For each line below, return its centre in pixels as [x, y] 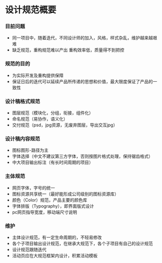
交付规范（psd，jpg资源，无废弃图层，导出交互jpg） [65, 125]
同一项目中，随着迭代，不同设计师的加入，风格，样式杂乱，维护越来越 [82, 38]
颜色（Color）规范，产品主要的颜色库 [50, 200]
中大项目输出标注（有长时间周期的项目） [53, 162]
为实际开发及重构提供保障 [38, 75]
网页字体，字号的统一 [33, 188]
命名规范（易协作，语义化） [40, 119]
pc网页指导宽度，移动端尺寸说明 [45, 212]
